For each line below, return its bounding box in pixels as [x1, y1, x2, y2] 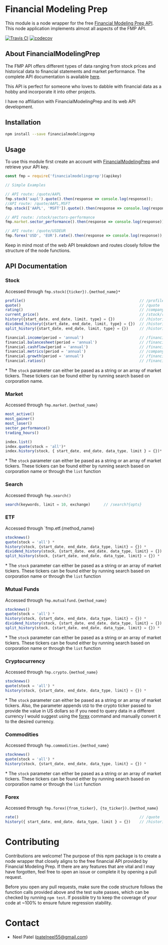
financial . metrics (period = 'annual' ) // [5, 349, 144, 354]
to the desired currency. [5, 718, 55, 725]
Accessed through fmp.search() [5, 492, 71, 498]
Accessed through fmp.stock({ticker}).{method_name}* [5, 288, 121, 294]
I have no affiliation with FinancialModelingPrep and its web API [5, 98, 136, 104]
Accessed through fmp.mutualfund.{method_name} [5, 597, 107, 603]
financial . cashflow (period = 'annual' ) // [5, 344, 144, 349]
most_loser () [5, 421, 32, 426]
